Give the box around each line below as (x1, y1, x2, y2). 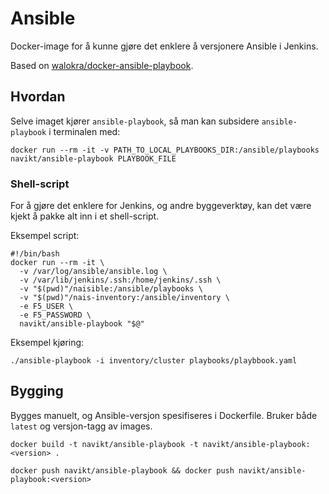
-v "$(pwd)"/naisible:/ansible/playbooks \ (19, 284, 203, 294)
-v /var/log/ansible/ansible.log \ (19, 267, 168, 277)
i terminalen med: (48, 125, 121, 137)
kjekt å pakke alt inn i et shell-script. (10, 210, 160, 222)
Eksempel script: (10, 230, 80, 242)
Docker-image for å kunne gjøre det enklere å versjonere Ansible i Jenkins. (10, 40, 319, 52)
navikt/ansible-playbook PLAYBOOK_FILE (10, 153, 177, 164)
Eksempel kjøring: (10, 337, 85, 349)
